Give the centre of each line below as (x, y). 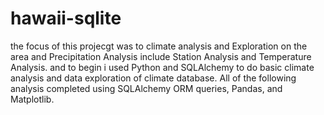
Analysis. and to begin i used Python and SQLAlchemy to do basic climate (162, 67)
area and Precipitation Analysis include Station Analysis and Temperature (161, 56)
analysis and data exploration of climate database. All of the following (153, 78)
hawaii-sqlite (66, 18)
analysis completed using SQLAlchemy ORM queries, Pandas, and (146, 88)
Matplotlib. (32, 99)
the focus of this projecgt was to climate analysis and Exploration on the (159, 46)
